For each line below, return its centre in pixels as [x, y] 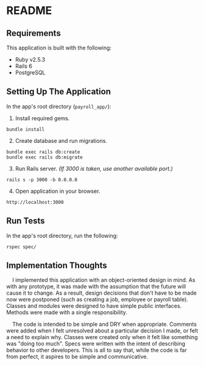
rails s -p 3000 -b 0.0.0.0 [42, 180]
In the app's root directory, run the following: [62, 235]
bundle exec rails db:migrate [45, 157]
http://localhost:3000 [35, 202]
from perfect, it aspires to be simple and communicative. [77, 357]
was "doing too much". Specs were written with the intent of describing [96, 344]
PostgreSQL [30, 73]
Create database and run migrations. [61, 140]
